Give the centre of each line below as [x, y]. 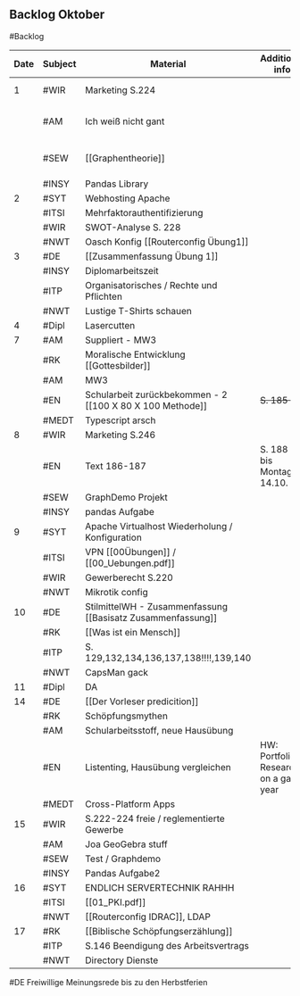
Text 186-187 [115, 466]
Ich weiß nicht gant [125, 121]
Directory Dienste [121, 960]
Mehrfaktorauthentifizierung [144, 212]
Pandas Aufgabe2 [122, 873]
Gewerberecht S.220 [129, 577]
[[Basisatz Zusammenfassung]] [151, 618]
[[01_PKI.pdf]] [115, 902]
